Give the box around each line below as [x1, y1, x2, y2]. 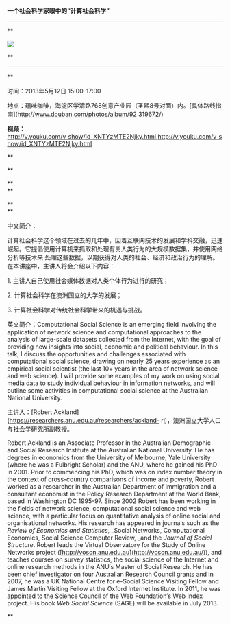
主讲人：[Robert [7, 408, 53, 416]
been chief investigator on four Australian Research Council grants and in [7, 570, 214, 578]
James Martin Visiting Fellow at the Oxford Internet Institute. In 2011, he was [7, 585, 221, 592]
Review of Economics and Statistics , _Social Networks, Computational [7, 527, 205, 534]
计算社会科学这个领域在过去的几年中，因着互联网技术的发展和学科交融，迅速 [7, 236, 223, 244]
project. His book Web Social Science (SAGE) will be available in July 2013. [7, 599, 219, 607]
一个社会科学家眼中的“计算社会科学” [7, 7, 110, 14]
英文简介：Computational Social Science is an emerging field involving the [7, 321, 217, 328]
